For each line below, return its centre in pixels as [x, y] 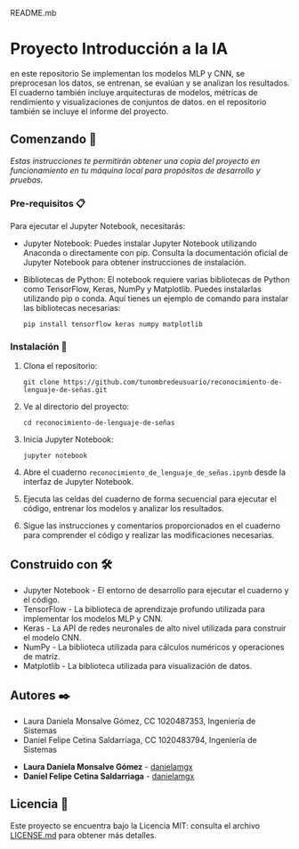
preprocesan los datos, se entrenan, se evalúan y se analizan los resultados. [150, 83]
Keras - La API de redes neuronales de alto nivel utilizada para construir [154, 628]
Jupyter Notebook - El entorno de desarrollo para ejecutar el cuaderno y [156, 591]
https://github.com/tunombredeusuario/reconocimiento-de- [173, 382]
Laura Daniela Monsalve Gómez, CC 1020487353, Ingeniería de [139, 721]
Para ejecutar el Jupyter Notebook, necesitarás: [98, 226]
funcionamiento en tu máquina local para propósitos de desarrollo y [135, 170]
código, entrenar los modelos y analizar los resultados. [124, 509]
